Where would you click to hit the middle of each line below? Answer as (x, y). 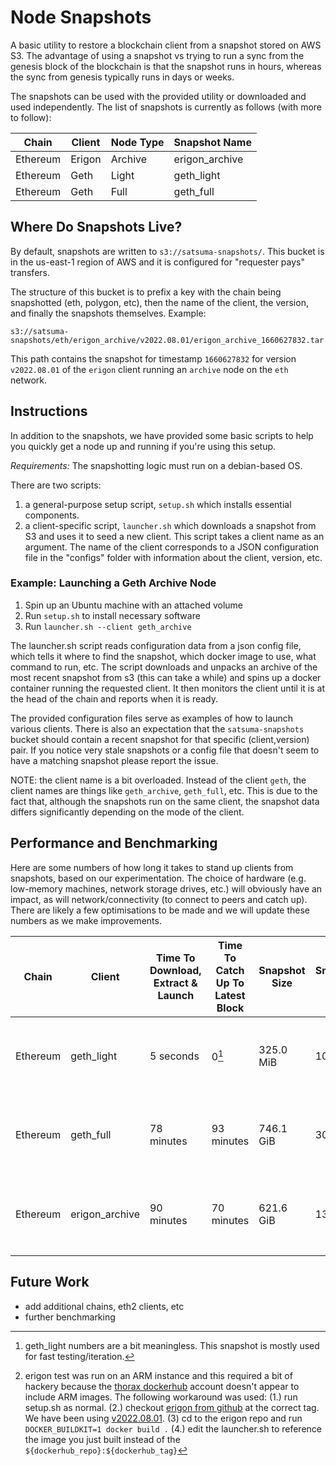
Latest (230, 995)
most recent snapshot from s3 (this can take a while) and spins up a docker (166, 677)
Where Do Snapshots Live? (96, 227)
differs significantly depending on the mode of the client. (127, 812)
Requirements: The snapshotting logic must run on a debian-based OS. (156, 465)
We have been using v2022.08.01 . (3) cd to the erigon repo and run (163, 1418)
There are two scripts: (56, 485)
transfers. (30, 272)
